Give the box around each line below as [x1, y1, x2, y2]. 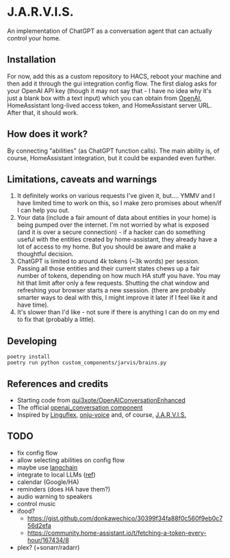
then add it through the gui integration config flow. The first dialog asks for [7, 79, 218, 88]
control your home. [7, 34, 61, 42]
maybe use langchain [16, 463, 78, 471]
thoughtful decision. [16, 250, 74, 258]
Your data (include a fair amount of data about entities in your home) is [16, 214, 217, 222]
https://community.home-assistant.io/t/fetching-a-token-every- [27, 529, 207, 537]
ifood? [16, 507, 36, 515]
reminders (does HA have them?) [16, 485, 111, 493]
